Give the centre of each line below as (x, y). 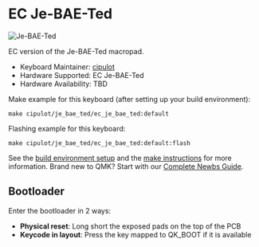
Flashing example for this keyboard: (67, 128)
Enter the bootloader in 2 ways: (60, 210)
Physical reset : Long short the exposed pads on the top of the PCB (130, 226)
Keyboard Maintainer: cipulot (67, 67)
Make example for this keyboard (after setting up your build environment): (129, 99)
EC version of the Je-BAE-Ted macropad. (77, 51)
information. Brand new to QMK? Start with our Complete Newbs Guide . (126, 166)
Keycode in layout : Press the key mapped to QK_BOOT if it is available (135, 234)
